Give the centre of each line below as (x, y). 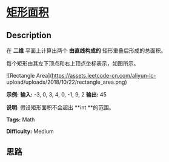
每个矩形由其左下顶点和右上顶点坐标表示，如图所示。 (73, 63)
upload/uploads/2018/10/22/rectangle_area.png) (67, 82)
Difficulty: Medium (30, 131)
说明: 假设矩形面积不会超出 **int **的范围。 (60, 107)
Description (29, 35)
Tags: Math (21, 120)
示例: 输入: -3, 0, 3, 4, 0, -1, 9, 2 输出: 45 (57, 94)
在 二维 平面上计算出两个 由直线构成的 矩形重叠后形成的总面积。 (86, 50)
